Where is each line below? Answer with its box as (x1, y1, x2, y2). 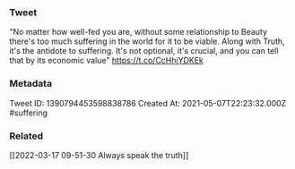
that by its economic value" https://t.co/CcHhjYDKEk (9, 55, 204, 66)
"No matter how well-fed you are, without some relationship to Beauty (9, 27, 267, 38)
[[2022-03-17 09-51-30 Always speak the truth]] (9, 149, 189, 160)
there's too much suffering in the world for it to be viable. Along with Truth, (9, 36, 285, 46)
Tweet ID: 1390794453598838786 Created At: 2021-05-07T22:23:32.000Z (9, 97, 287, 108)
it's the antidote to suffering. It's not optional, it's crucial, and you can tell (9, 46, 279, 56)
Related (9, 130, 44, 142)
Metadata (9, 78, 52, 90)
